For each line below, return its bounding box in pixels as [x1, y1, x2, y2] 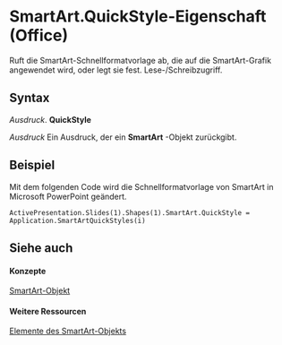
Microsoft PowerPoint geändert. [9, 191, 127, 202]
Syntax [9, 91, 50, 106]
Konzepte [9, 265, 47, 276]
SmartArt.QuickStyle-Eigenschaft [9, 6, 267, 27]
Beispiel [9, 158, 56, 173]
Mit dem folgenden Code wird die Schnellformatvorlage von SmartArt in [9, 181, 274, 192]
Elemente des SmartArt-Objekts [9, 325, 127, 337]
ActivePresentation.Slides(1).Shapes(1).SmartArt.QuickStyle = [9, 208, 251, 217]
